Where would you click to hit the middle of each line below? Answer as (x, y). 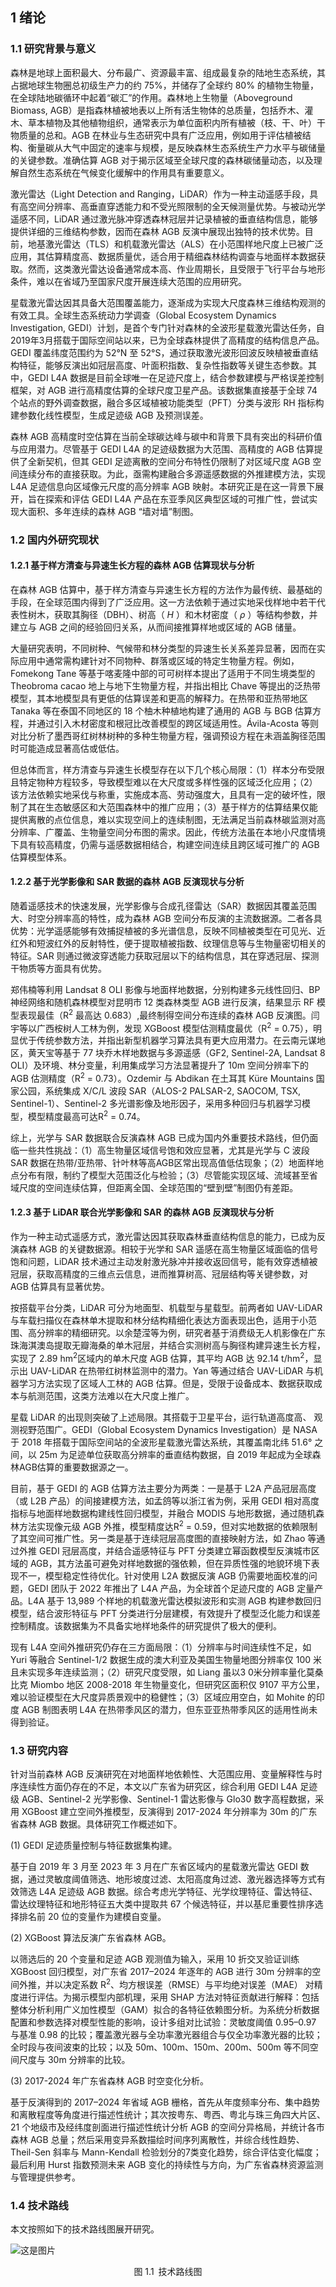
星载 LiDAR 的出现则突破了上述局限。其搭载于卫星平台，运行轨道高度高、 (161, 1417)
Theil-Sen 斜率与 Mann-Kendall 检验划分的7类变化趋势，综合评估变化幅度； (166, 2152)
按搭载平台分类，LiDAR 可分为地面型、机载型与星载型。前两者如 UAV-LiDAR (166, 1307)
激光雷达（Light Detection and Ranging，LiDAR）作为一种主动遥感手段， (160, 194)
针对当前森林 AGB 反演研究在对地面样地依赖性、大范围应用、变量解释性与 (162, 1774)
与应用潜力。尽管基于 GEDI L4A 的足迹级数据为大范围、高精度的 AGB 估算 (162, 449)
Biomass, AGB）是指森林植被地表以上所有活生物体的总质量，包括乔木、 (157, 110)
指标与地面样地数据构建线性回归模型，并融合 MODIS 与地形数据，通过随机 (163, 1513)
